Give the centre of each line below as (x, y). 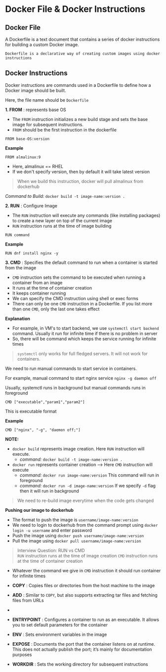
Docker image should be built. (36, 90)
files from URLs (28, 600)
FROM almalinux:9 (23, 157)
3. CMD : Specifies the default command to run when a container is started (82, 262)
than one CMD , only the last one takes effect (56, 309)
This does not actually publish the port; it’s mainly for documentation (82, 649)
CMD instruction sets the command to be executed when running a (79, 277)
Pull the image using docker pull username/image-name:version (77, 541)
